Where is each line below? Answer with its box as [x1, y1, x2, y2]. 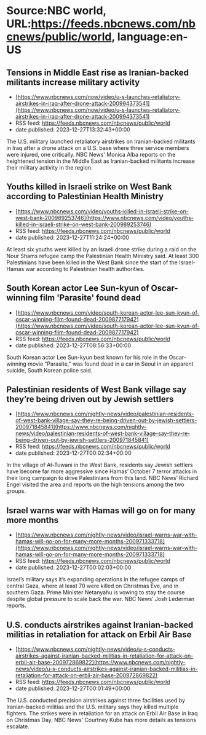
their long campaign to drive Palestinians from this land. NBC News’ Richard [6, 474, 199, 482]
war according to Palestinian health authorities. [25, 265, 145, 272]
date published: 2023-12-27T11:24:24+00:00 [15, 234, 129, 241]
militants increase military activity [6, 77, 140, 87]
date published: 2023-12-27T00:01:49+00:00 [15, 685, 131, 692]
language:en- [117, 30, 189, 44]
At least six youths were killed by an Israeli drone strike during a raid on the [6, 245, 197, 253]
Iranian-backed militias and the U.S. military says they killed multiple [6, 703, 179, 710]
